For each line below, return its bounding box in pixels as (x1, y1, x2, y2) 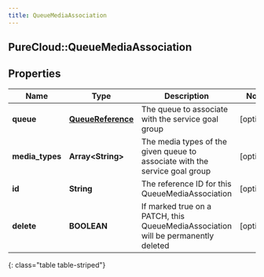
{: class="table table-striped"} (8, 260, 106, 269)
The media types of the (141, 136, 228, 147)
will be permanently (141, 230, 214, 241)
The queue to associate (141, 104, 229, 115)
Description (164, 90, 210, 101)
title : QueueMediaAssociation (8, 11, 108, 20)
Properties (8, 67, 61, 81)
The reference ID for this (141, 178, 232, 189)
